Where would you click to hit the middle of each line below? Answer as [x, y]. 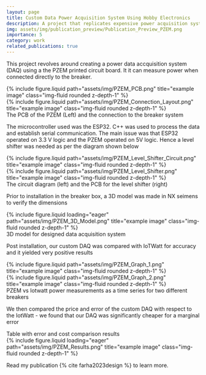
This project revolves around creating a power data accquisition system [97, 64]
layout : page [23, 12]
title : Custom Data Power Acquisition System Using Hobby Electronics [98, 18]
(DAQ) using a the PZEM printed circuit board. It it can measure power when [102, 70]
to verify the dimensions [37, 203]
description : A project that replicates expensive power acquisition [97, 23]
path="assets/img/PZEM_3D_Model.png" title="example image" [87, 221]
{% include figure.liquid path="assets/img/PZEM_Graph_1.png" [85, 264]
